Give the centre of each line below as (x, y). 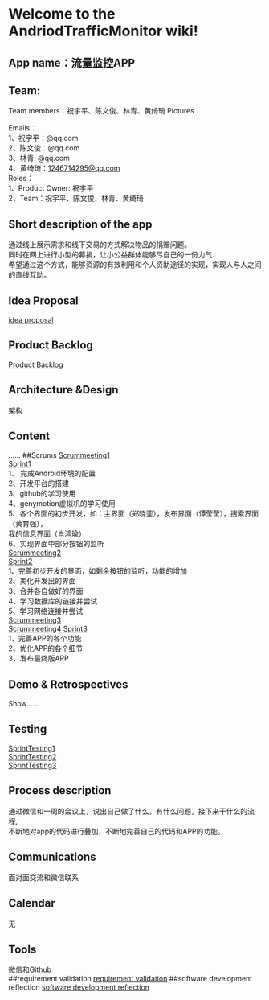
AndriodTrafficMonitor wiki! (103, 31)
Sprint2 (20, 562)
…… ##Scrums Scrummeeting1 (59, 455)
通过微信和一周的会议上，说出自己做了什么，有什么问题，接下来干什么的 (128, 811)
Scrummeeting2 (35, 553)
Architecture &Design (63, 390)
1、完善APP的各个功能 (45, 638)
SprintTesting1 (32, 748)
